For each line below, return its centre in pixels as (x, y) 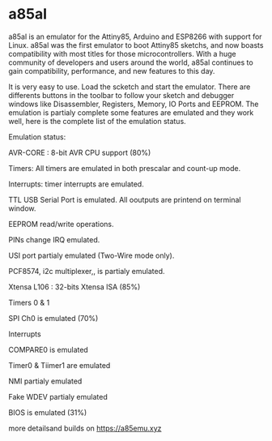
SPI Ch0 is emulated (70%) (53, 318)
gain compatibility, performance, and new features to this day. (112, 71)
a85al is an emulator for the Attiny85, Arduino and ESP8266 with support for (135, 36)
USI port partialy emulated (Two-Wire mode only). (91, 255)
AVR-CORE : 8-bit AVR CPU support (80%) (80, 152)
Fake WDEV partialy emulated (58, 396)
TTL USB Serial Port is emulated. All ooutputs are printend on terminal (125, 199)
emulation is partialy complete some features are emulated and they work (131, 112)
